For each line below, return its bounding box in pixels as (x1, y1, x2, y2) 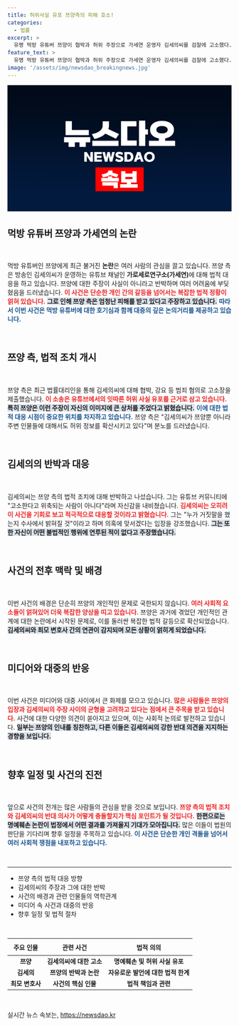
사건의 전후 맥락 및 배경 (7, 564, 103, 577)
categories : (7, 19, 43, 26)
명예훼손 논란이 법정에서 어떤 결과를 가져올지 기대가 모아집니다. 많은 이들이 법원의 (7, 821, 232, 829)
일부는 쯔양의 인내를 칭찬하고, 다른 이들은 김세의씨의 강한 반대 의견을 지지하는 (16, 723, 229, 731)
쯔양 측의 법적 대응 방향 (17, 874, 83, 883)
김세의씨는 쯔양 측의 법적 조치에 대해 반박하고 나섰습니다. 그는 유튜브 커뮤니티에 (7, 492, 228, 501)
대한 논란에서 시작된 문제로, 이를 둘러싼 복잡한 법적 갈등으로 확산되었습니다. (20, 616, 230, 625)
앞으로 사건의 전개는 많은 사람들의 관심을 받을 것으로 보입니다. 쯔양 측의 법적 (7, 803, 218, 811)
